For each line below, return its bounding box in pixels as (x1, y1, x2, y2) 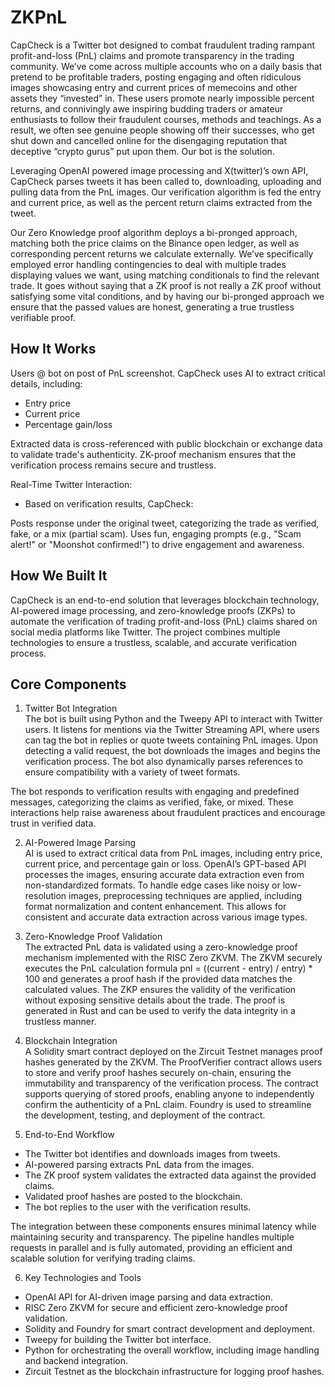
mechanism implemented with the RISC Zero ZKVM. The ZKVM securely (24, 952, 323, 964)
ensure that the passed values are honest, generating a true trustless (10, 301, 295, 313)
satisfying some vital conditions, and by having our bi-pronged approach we (10, 290, 325, 302)
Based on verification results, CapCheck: (24, 497, 194, 510)
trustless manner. (24, 1016, 97, 1028)
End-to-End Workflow (24, 1129, 115, 1141)
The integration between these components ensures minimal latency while (10, 1221, 317, 1233)
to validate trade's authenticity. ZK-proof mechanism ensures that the (10, 448, 297, 460)
